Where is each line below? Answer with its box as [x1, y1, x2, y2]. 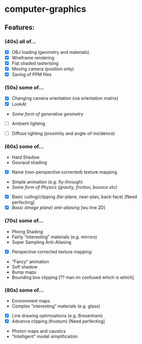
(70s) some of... [4, 217, 44, 224]
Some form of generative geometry [11, 111, 84, 117]
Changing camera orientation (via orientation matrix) [11, 95, 119, 101]
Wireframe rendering [11, 54, 55, 60]
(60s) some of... [4, 143, 44, 150]
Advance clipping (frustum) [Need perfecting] [11, 318, 106, 324]
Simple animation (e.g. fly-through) [11, 179, 83, 185]
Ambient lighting [11, 120, 45, 127]
